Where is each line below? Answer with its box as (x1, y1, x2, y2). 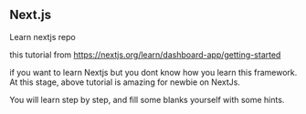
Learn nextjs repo (9, 31, 76, 42)
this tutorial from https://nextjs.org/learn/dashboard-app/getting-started (9, 49, 281, 60)
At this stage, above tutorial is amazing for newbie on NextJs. (9, 77, 240, 88)
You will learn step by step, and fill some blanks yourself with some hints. (9, 94, 285, 105)
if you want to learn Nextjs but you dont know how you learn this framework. (9, 67, 298, 78)
